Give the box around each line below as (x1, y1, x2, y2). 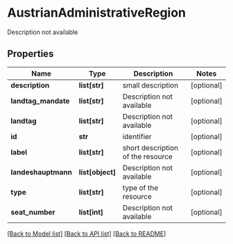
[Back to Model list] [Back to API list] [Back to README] (7, 229, 166, 238)
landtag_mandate (10, 96, 70, 106)
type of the (122, 183, 158, 193)
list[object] (78, 167, 116, 177)
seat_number (10, 207, 55, 217)
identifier (122, 131, 152, 141)
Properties (7, 48, 54, 60)
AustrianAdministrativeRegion (7, 5, 186, 21)
